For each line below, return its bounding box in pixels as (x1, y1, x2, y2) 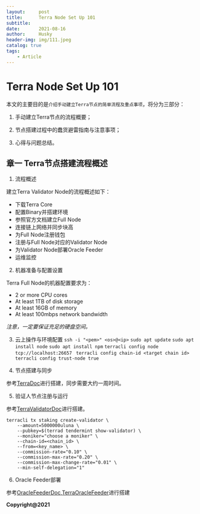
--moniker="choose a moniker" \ (17, 433, 98, 439)
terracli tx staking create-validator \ (6, 417, 110, 424)
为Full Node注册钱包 (14, 231, 66, 238)
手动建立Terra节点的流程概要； (14, 113, 92, 121)
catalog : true (6, 43, 42, 49)
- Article (17, 54, 42, 60)
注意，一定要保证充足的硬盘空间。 (6, 323, 91, 331)
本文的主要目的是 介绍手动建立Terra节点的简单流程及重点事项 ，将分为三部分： (6, 100, 185, 107)
